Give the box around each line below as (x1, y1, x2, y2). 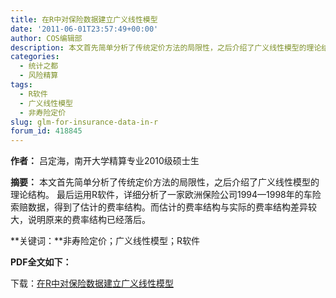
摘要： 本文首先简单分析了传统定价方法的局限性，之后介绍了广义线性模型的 (10, 176, 320, 188)
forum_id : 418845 (10, 126, 83, 136)
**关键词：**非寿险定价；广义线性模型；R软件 (10, 235, 201, 247)
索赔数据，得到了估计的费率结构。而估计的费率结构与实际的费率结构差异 (10, 201, 308, 213)
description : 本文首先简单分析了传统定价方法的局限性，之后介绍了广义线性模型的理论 (10, 42, 322, 53)
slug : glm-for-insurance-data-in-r (10, 117, 159, 127)
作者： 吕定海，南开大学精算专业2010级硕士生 (10, 155, 200, 167)
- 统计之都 (19, 61, 59, 71)
